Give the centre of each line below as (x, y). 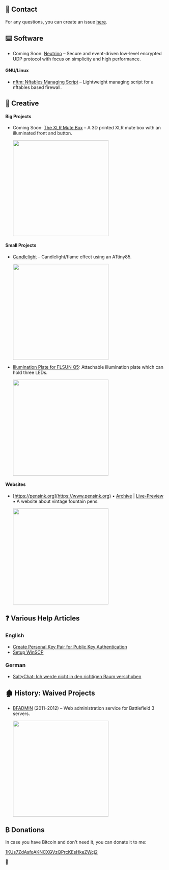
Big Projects (18, 116)
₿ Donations (25, 830)
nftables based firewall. (37, 87)
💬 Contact (21, 9)
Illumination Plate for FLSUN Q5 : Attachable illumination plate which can (88, 367)
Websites (16, 484)
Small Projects (21, 246)
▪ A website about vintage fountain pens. (56, 501)
